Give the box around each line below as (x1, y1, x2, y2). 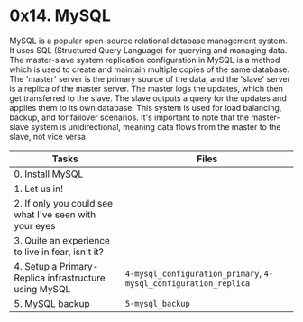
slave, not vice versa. (9, 131, 88, 142)
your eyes (14, 219, 56, 232)
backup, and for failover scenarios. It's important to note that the (9, 112, 250, 123)
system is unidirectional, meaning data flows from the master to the (31, 121, 281, 132)
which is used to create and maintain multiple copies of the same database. (9, 64, 290, 75)
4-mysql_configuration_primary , (124, 267, 262, 280)
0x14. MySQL (9, 5, 111, 26)
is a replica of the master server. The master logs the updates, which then (9, 83, 284, 94)
